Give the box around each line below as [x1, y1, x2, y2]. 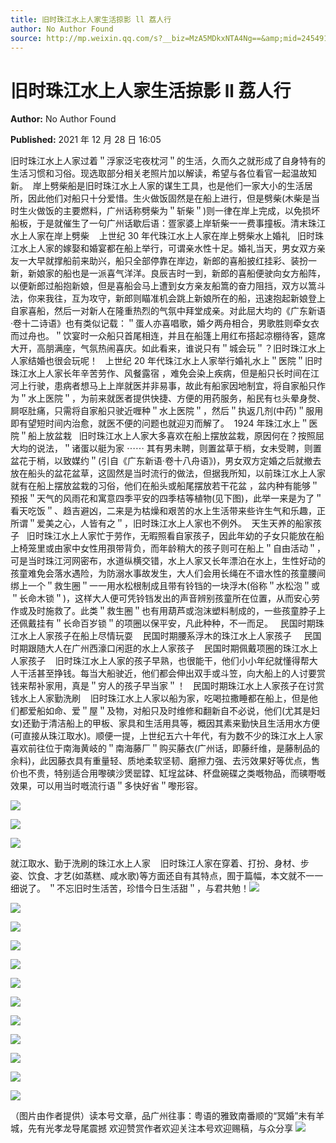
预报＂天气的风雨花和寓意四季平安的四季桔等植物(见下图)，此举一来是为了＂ [10, 492, 324, 505]
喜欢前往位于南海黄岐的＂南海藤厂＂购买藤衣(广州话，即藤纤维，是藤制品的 [10, 742, 321, 755]
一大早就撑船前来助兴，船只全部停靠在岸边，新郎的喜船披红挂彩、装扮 [18, 255, 308, 267]
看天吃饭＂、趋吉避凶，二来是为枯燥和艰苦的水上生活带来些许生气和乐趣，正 [10, 505, 326, 517]
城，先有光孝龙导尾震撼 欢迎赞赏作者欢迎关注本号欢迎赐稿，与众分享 [10, 1122, 293, 1135]
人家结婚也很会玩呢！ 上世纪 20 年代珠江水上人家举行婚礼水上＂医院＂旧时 [10, 355, 323, 367]
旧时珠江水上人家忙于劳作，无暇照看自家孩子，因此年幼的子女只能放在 [26, 530, 316, 542]
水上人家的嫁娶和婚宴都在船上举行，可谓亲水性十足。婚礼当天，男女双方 [18, 242, 317, 255]
